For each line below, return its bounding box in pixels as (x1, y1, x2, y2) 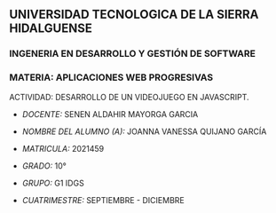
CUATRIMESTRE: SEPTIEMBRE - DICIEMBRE (21, 194, 185, 205)
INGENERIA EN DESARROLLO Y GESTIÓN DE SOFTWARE (9, 48, 256, 60)
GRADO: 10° (21, 160, 67, 171)
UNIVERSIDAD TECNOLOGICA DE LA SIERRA (9, 7, 259, 22)
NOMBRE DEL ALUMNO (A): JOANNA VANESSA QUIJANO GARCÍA (21, 126, 267, 137)
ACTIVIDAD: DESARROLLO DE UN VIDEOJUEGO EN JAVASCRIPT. (9, 91, 250, 102)
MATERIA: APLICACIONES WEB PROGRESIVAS (9, 71, 214, 83)
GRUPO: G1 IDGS (21, 177, 84, 188)
